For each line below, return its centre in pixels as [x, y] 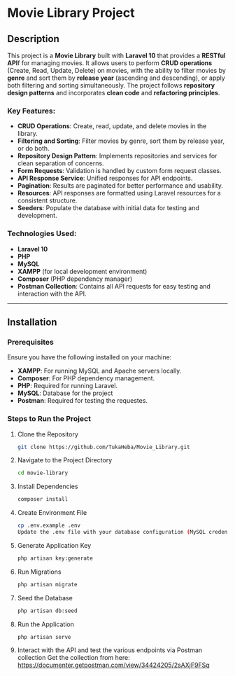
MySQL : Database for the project [65, 393]
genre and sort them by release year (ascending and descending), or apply [116, 78]
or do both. [34, 149]
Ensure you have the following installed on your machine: [90, 357]
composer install [43, 499]
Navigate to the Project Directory [65, 460]
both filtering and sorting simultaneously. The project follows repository [111, 85]
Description [33, 39]
